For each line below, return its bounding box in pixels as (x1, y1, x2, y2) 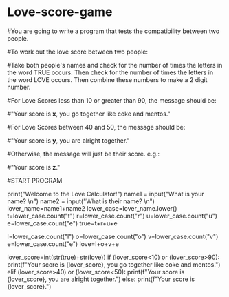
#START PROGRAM (7, 176, 63, 185)
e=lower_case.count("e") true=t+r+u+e (7, 218, 118, 227)
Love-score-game (7, 4, 113, 20)
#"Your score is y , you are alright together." (7, 136, 130, 145)
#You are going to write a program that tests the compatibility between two (7, 27, 220, 35)
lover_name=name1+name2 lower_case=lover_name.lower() (7, 204, 177, 212)
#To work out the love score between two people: (7, 48, 148, 56)
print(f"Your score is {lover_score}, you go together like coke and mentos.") (7, 260, 221, 269)
